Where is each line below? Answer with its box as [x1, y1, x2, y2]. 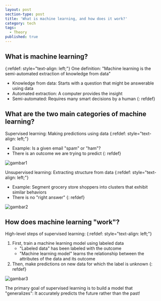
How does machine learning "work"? [5, 218, 120, 226]
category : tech [5, 21, 36, 26]
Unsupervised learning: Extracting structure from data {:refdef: [5, 169, 132, 175]
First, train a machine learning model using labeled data [12, 240, 124, 246]
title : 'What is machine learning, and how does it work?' [5, 16, 128, 21]
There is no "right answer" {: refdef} [12, 194, 85, 200]
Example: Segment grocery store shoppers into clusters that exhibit [12, 184, 148, 190]
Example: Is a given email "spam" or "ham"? [12, 145, 101, 151]
